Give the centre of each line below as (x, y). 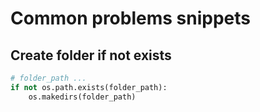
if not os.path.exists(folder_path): (89, 87)
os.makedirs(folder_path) (82, 97)
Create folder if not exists (91, 55)
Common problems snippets (130, 18)
